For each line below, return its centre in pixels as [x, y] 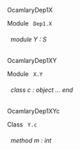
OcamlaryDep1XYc [33, 111]
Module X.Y [25, 74]
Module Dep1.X [30, 23]
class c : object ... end [42, 90]
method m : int [31, 140]
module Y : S [28, 39]
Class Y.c [22, 124]
